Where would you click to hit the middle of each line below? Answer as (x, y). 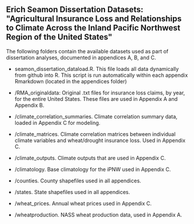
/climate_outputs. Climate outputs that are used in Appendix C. (90, 158)
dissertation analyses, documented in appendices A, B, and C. (81, 57)
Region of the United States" (59, 37)
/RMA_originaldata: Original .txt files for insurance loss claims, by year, (100, 93)
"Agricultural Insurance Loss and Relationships (94, 19)
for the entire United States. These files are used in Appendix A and (96, 99)
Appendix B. (29, 105)
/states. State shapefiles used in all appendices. (72, 192)
